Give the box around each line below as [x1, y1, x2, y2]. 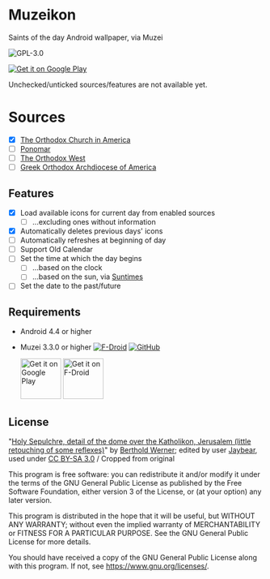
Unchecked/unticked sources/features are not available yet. [8, 79, 208, 89]
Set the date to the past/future [19, 281, 121, 291]
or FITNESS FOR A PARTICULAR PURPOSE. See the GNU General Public [8, 529, 249, 538]
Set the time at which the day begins [19, 254, 142, 264]
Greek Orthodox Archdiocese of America [19, 162, 157, 172]
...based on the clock [32, 263, 103, 272]
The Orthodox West [19, 153, 86, 163]
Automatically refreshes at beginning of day [19, 235, 167, 245]
